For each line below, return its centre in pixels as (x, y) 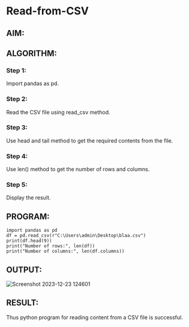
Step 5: (17, 185)
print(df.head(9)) (29, 241)
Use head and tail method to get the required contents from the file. (90, 140)
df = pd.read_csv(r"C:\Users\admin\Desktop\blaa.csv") (76, 236)
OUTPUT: (24, 270)
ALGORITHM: (31, 53)
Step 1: (16, 70)
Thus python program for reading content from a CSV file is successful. (94, 317)
